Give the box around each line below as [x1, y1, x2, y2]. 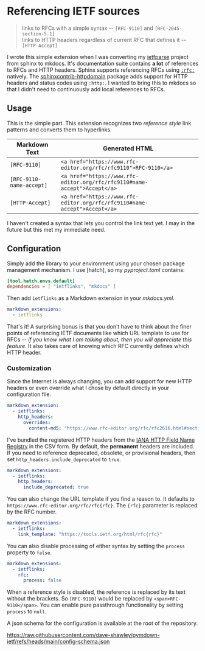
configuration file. [7, 391, 51, 398]
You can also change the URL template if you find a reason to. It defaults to [7, 495, 195, 503]
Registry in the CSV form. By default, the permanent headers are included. [7, 442, 195, 450]
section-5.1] [21, 30, 55, 37]
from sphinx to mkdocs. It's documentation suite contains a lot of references [7, 60, 199, 67]
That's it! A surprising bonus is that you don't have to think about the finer [7, 323, 192, 330]
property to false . [7, 549, 52, 556]
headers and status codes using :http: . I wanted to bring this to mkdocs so [7, 79, 196, 86]
